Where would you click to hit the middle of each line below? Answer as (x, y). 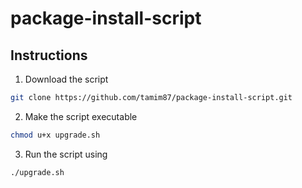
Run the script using (66, 154)
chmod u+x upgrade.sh (55, 135)
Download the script (66, 79)
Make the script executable (81, 116)
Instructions (49, 55)
